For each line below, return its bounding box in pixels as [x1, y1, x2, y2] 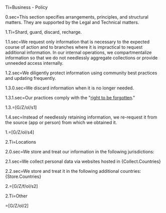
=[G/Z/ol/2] [5, 203, 29, 208]
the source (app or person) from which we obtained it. [5, 120, 117, 125]
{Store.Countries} [5, 173, 42, 179]
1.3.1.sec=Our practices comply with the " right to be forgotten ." [5, 95, 135, 100]
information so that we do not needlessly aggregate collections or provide [5, 55, 158, 61]
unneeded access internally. [5, 60, 64, 66]
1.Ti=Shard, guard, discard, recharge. [5, 29, 82, 35]
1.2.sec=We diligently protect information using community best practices [5, 70, 157, 76]
